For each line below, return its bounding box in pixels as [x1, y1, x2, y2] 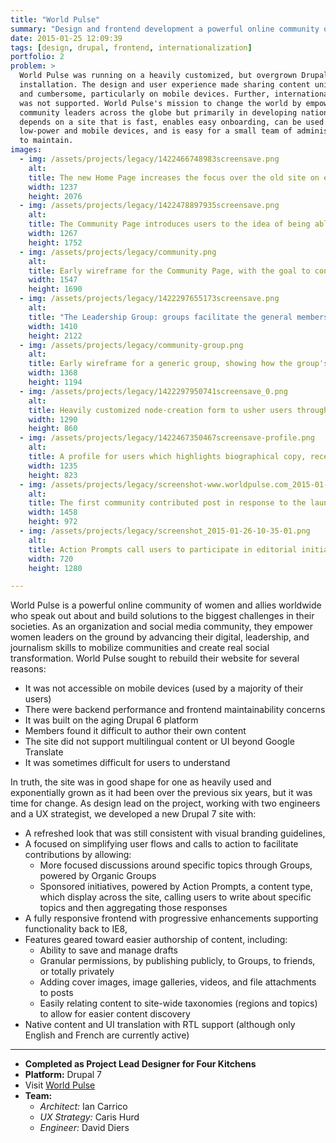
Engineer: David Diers [39, 1122, 130, 1134]
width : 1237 [28, 182, 78, 192]
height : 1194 [28, 377, 83, 387]
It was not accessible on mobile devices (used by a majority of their [24, 682, 304, 695]
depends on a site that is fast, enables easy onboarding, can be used [19, 117, 325, 127]
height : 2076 [28, 191, 83, 201]
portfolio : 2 [10, 52, 65, 62]
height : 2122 [28, 331, 83, 341]
